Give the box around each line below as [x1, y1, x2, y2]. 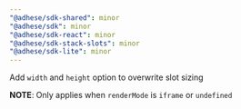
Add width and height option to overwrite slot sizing [9, 72, 204, 83]
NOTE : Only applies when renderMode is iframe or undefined [9, 90, 233, 101]
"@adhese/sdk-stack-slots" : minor [9, 38, 141, 48]
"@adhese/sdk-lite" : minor [9, 47, 112, 56]
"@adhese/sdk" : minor [9, 22, 92, 31]
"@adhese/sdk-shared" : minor [9, 13, 120, 23]
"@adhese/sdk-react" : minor [9, 30, 116, 39]
